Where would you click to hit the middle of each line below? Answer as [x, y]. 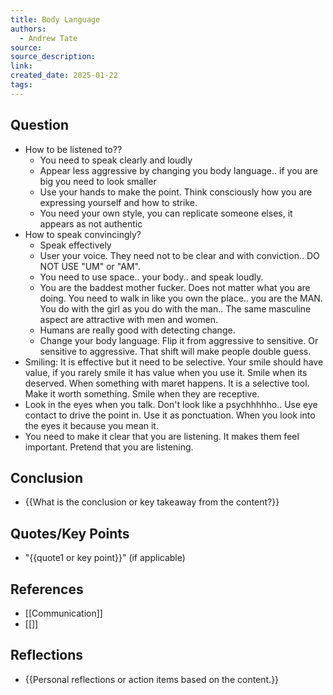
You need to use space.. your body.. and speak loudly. [151, 277]
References [47, 589]
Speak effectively [75, 245]
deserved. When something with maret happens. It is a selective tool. [167, 383]
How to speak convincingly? [83, 234]
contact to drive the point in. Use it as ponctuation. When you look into [170, 415]
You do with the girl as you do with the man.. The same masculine [175, 308]
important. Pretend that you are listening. [109, 447]
